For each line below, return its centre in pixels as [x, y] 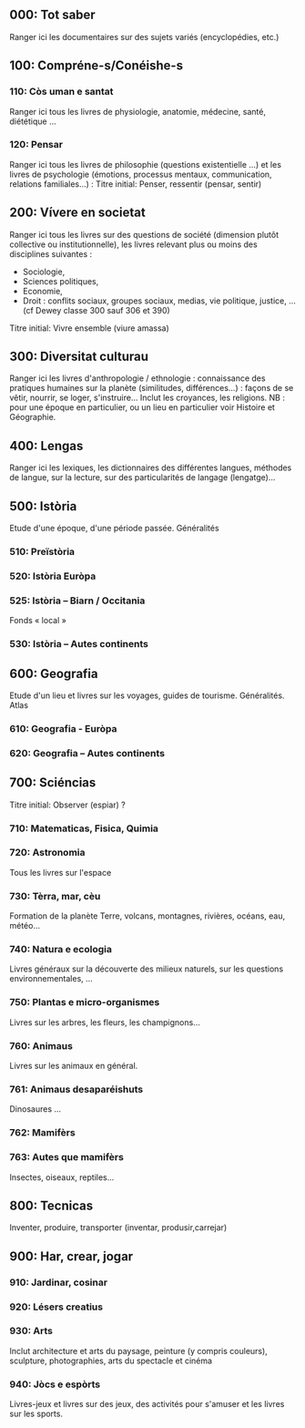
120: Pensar [36, 145]
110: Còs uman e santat [61, 92]
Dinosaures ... [36, 1109]
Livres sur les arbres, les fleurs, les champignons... [105, 1022]
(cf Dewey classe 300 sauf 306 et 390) [96, 310]
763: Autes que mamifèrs [67, 1157]
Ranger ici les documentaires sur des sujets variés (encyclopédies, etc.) [144, 36]
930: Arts [31, 1331]
